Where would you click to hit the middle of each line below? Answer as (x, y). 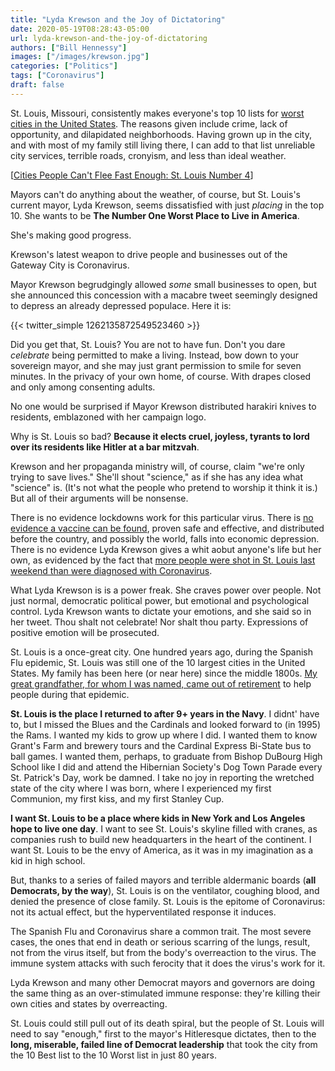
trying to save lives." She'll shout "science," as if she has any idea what (157, 477)
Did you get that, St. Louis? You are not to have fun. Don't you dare (148, 344)
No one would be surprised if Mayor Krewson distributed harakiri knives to (163, 406)
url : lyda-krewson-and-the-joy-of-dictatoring (109, 38)
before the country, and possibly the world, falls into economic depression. (165, 538)
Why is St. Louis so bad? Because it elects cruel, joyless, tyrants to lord (160, 436)
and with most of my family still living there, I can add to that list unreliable (163, 145)
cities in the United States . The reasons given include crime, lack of (149, 123)
